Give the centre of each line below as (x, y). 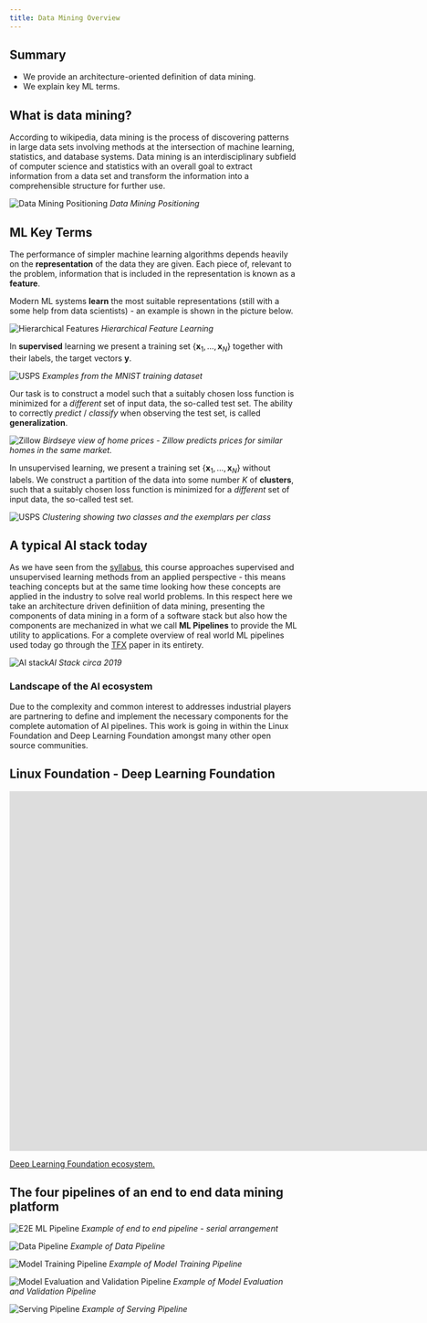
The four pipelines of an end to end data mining (147, 1192)
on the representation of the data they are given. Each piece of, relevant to (151, 264)
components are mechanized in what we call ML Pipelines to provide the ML (153, 626)
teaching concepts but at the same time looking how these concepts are (145, 587)
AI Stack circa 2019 (85, 662)
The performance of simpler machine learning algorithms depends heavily (149, 254)
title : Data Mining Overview (65, 18)
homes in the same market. (61, 450)
